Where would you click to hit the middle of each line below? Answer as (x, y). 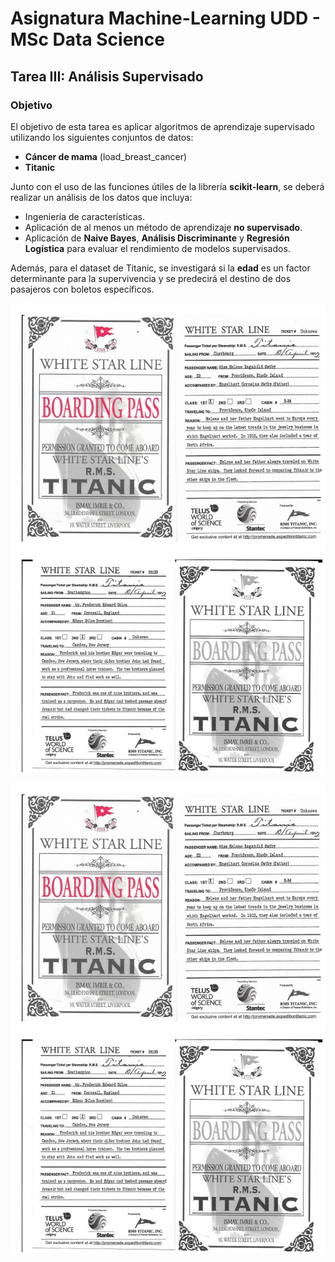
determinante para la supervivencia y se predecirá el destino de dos (151, 278)
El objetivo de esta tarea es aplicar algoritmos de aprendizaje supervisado (162, 126)
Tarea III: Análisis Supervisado (107, 76)
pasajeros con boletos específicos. (82, 289)
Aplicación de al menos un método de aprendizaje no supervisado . (163, 227)
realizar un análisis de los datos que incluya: (101, 197)
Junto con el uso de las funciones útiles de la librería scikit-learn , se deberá (167, 186)
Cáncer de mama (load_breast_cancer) (106, 156)
